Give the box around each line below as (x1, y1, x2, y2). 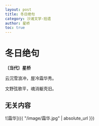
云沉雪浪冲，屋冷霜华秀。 (5, 75, 57, 81)
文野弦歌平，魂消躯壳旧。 (5, 86, 57, 92)
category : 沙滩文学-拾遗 (5, 16, 51, 21)
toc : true (5, 25, 25, 30)
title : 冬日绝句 (5, 12, 35, 17)
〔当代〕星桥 (5, 65, 31, 71)
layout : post (5, 7, 32, 12)
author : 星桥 (5, 21, 30, 26)
